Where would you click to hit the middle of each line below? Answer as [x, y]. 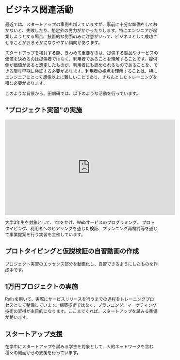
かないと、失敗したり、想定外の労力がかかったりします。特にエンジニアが [79, 30]
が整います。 [18, 317]
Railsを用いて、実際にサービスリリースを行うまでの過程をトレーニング [75, 299]
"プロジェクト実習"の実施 [44, 110]
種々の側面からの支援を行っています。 [43, 353]
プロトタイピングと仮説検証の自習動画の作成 [72, 251]
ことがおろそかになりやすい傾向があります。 [58, 42]
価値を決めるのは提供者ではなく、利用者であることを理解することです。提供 [81, 59]
